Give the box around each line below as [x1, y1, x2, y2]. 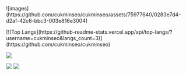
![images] [6, 5, 29, 12]
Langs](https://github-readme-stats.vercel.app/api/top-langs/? [22, 28, 173, 35]
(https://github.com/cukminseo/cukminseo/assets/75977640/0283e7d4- [6, 11, 181, 18]
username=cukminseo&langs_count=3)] [6, 35, 103, 41]
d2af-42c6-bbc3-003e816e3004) [6, 17, 88, 24]
